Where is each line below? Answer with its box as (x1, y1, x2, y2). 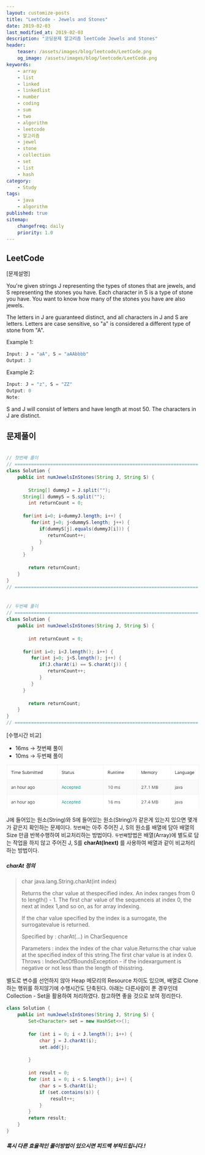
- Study (17, 184, 37, 190)
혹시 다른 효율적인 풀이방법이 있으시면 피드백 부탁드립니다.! (6, 1142, 146, 1149)
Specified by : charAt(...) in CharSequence (21, 933, 129, 940)
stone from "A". (6, 326, 45, 334)
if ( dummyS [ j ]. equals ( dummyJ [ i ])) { (39, 525, 130, 532)
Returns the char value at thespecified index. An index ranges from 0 (21, 890, 195, 897)
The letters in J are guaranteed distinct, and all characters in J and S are (6, 314, 188, 321)
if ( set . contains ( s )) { (39, 1089, 100, 1096)
